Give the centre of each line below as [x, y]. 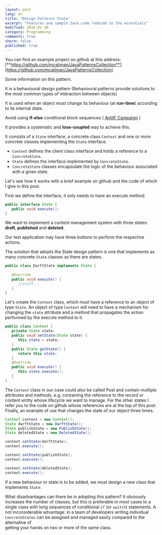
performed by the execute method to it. [44, 318]
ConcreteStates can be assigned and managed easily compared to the [75, 517]
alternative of [18, 522]
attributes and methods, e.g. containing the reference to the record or [74, 395]
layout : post [18, 9]
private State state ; [33, 331]
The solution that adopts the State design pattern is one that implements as [80, 252]
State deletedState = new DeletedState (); [48, 433]
